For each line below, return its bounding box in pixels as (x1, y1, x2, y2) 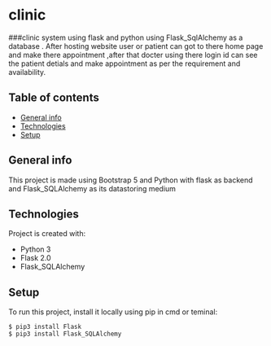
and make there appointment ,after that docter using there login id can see (8, 50, 258, 59)
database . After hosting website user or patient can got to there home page (8, 41, 264, 50)
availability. (8, 67, 46, 77)
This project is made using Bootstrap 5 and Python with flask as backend (8, 175, 254, 185)
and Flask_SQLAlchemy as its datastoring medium (8, 183, 177, 193)
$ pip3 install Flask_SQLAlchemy (8, 330, 122, 339)
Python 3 (20, 244, 51, 254)
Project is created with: (8, 229, 86, 239)
